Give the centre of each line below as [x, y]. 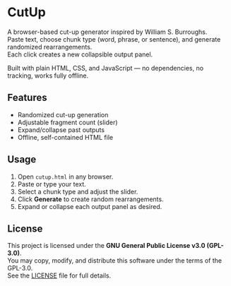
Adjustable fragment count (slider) [67, 122]
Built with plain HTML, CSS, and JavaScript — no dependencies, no [105, 68]
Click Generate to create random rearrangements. [90, 199]
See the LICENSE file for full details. [59, 275]
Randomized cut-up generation [63, 114]
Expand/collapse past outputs [61, 130]
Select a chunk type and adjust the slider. [78, 191]
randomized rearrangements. [50, 47]
